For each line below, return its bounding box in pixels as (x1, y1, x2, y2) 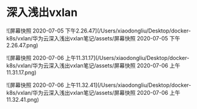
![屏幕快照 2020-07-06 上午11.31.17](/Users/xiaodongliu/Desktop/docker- (6, 54, 190, 61)
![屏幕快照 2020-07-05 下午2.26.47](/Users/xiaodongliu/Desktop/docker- (6, 27, 191, 34)
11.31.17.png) (6, 69, 37, 76)
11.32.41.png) (6, 96, 40, 103)
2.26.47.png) (6, 41, 38, 49)
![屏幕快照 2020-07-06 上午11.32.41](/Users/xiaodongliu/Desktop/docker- (6, 81, 192, 89)
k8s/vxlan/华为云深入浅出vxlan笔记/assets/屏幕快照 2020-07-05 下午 (6, 34, 181, 42)
